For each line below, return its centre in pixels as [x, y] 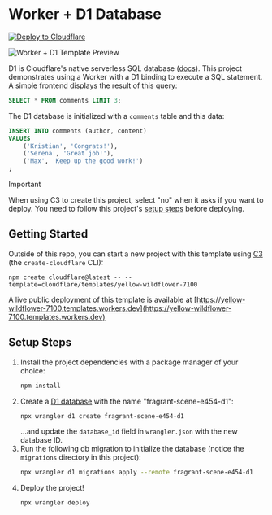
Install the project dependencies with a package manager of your [129, 362]
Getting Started [48, 234]
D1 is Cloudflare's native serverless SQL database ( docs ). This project [125, 68]
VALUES [19, 138]
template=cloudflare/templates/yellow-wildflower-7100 [103, 284]
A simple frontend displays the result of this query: [93, 85]
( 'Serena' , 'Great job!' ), [69, 154]
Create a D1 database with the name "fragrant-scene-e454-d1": [127, 401]
